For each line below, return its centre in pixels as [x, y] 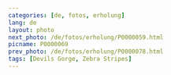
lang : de [22, 23]
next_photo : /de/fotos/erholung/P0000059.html [86, 37]
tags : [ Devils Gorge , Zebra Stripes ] [70, 59]
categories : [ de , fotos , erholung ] [67, 15]
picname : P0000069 [38, 45]
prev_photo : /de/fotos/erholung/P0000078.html [86, 52]
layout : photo [32, 30]
